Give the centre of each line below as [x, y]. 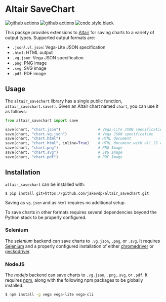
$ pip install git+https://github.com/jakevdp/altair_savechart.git [77, 193]
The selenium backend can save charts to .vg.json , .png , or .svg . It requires [83, 241]
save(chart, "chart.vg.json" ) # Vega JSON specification [79, 134]
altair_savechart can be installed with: [45, 184]
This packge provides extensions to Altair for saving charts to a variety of [80, 32]
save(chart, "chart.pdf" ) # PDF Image [64, 157]
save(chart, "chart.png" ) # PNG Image [64, 148]
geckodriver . [18, 251]
